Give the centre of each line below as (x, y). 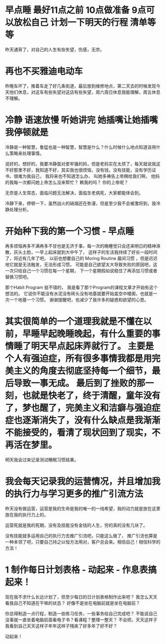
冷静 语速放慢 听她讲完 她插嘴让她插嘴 (82, 120)
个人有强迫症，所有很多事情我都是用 (79, 358)
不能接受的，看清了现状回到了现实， (79, 432)
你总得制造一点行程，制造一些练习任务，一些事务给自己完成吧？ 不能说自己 (81, 613)
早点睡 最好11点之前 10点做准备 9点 (76, 10)
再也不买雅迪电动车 (44, 71)
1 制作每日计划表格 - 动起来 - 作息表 (77, 570)
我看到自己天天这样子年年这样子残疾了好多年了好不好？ (61, 626)
